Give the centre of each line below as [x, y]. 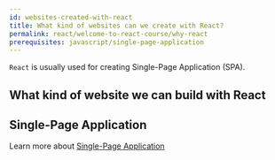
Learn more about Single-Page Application [87, 146]
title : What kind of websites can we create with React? [117, 26]
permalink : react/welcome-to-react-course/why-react [109, 34]
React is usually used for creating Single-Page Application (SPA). [127, 67]
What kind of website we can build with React [137, 95]
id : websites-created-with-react [71, 17]
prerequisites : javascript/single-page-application [106, 42]
